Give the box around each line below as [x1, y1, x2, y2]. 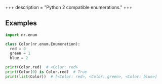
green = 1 [10, 51, 30, 56]
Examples [5, 19, 37, 27]
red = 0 [10, 46, 26, 51]
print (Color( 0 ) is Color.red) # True [5, 69, 87, 75]
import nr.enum [5, 32, 37, 37]
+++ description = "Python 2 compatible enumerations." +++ [5, 5, 133, 10]
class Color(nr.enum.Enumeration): [5, 41, 80, 47]
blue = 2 [10, 56, 28, 61]
